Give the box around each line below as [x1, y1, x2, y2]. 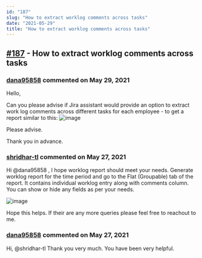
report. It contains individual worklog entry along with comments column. [6, 179, 189, 187]
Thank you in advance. [6, 137, 64, 145]
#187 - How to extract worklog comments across [6, 48, 194, 58]
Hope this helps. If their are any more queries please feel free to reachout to [6, 210, 196, 217]
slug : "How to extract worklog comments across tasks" [6, 15, 148, 21]
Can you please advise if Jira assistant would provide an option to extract [6, 101, 190, 108]
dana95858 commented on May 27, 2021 [6, 231, 129, 239]
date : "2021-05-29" [6, 20, 56, 26]
